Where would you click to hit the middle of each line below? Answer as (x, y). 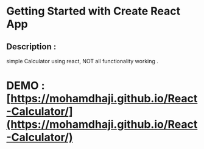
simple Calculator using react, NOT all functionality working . (82, 61)
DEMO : (26, 86)
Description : (31, 47)
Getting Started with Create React (93, 11)
